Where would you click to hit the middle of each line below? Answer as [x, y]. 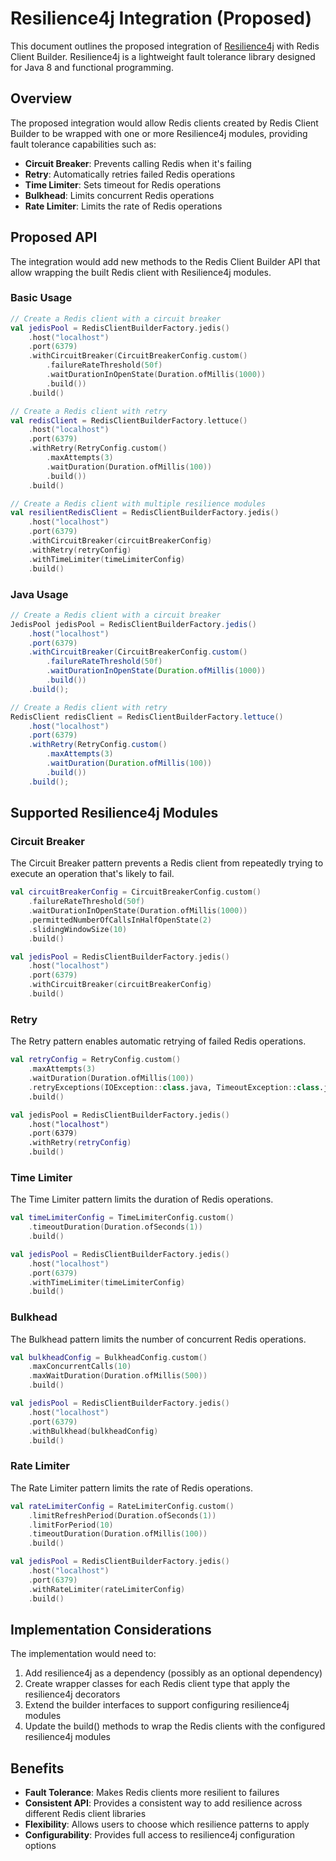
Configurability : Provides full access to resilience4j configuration [159, 1835]
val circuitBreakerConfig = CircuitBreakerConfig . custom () [136, 892]
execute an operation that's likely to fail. [92, 874]
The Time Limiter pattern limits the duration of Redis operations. [142, 1199]
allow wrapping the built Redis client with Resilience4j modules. [141, 272]
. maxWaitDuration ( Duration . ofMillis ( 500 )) [118, 1376]
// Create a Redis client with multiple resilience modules [138, 503]
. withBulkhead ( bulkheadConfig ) [93, 1431]
